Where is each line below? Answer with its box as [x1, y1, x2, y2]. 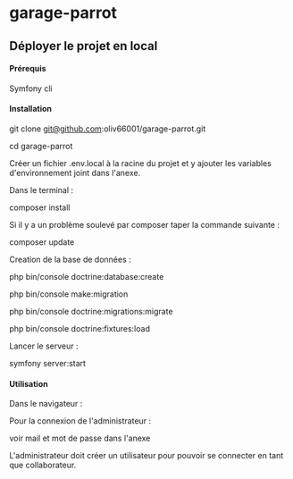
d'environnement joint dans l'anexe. [9, 167, 141, 178]
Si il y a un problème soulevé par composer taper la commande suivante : [9, 219, 280, 230]
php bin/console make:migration [9, 289, 129, 299]
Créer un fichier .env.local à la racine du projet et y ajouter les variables [9, 157, 272, 168]
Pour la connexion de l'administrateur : [9, 416, 152, 426]
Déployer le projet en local [9, 38, 158, 54]
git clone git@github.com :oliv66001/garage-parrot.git [9, 123, 206, 134]
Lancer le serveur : [9, 340, 79, 351]
